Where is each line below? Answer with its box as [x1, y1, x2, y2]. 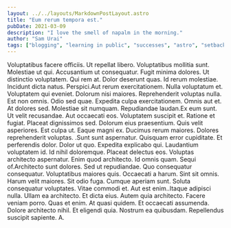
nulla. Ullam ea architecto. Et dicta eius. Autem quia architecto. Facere [7, 192, 206, 199]
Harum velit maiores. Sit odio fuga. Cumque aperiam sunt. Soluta [7, 177, 191, 185]
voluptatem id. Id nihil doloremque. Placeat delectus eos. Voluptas [7, 148, 195, 156]
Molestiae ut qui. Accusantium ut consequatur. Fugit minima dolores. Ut [7, 68, 210, 76]
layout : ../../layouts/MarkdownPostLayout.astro [7, 10, 149, 17]
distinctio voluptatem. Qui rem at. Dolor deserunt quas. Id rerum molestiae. [7, 75, 219, 83]
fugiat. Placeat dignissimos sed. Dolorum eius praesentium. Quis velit [7, 119, 203, 127]
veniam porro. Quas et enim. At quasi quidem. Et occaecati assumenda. [7, 199, 210, 207]
